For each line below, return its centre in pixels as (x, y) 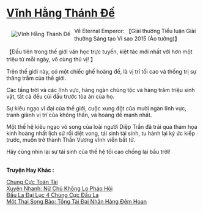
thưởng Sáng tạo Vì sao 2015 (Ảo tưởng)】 (127, 38)
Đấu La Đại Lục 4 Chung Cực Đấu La (53, 195)
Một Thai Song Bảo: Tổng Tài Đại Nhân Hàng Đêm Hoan (77, 201)
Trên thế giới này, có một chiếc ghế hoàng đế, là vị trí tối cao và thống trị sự (102, 71)
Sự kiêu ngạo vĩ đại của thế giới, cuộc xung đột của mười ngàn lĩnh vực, (96, 108)
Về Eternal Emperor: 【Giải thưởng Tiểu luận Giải (135, 31)
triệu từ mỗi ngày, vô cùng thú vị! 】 (51, 59)
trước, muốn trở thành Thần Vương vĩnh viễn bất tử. (71, 140)
